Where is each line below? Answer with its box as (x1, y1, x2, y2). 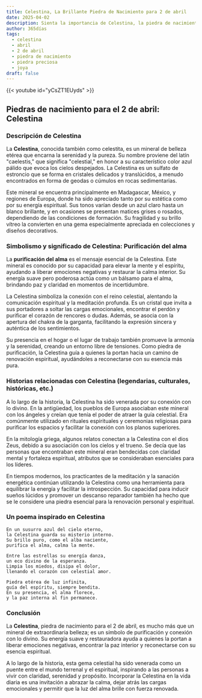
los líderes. (6, 461, 34, 468)
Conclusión (6, 608, 41, 617)
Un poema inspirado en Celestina (6, 513, 105, 521)
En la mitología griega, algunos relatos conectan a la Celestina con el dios (6, 435, 189, 442)
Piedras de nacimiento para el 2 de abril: (6, 104, 160, 114)
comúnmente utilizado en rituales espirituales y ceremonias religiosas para (6, 417, 191, 424)
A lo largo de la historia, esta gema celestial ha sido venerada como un (6, 660, 182, 667)
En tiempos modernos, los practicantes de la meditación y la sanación (6, 472, 180, 479)
